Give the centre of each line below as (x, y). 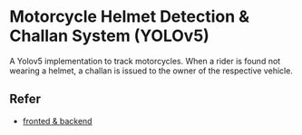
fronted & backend (57, 121)
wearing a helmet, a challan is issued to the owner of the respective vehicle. (151, 71)
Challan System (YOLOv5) (110, 36)
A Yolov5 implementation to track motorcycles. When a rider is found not (145, 61)
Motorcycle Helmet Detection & (130, 17)
